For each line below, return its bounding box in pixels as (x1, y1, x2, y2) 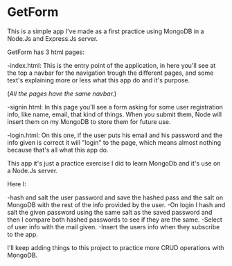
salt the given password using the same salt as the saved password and (7, 208, 213, 216)
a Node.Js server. (7, 166, 58, 175)
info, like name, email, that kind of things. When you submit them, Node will (7, 110, 222, 118)
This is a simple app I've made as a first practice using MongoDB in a (7, 27, 204, 35)
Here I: (7, 179, 26, 188)
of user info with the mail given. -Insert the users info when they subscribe (7, 222, 220, 231)
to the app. (7, 230, 38, 238)
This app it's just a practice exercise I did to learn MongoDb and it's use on (7, 159, 221, 167)
